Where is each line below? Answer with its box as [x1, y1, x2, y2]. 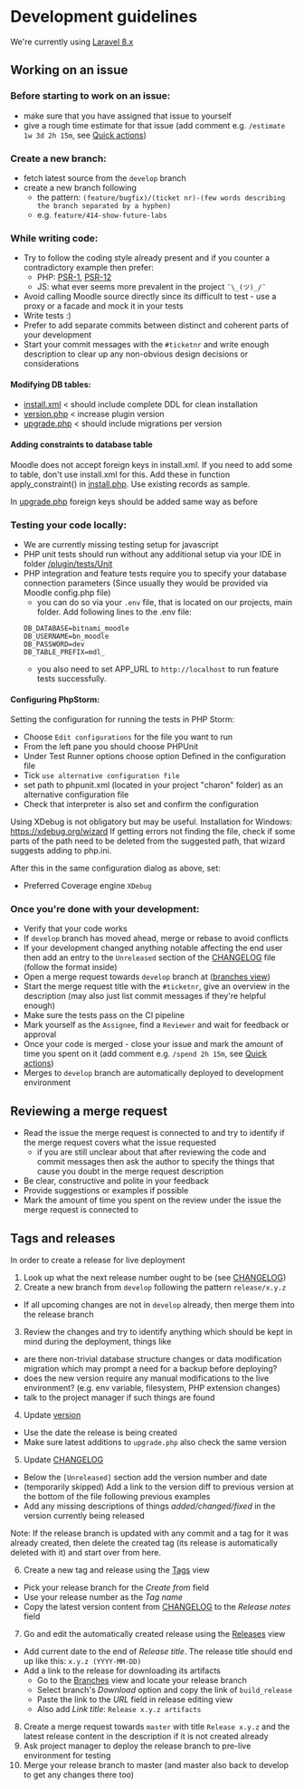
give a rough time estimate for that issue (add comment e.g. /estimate [23, 119, 286, 130]
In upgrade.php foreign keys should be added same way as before [10, 496, 259, 507]
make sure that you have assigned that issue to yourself [23, 110, 233, 121]
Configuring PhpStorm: [10, 694, 100, 705]
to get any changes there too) [23, 1769, 135, 1780]
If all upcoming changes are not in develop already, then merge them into [23, 1299, 295, 1310]
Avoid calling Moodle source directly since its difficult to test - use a [23, 291, 277, 302]
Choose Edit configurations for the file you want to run [23, 731, 233, 743]
